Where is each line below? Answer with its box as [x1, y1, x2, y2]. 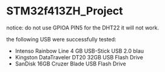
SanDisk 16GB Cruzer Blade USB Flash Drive [15, 60, 126, 67]
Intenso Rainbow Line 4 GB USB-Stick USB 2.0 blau [15, 47, 144, 55]
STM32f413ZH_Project [6, 4, 123, 18]
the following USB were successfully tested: [6, 35, 116, 43]
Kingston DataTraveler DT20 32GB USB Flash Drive [15, 53, 144, 61]
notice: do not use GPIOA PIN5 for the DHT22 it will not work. [6, 24, 160, 31]
